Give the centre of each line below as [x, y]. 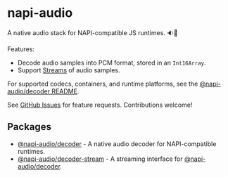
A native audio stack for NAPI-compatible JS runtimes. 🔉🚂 [93, 32]
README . [65, 91]
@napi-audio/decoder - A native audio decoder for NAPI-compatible [117, 144]
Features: [21, 49]
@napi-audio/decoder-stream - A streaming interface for [100, 159]
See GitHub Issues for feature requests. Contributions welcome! [100, 105]
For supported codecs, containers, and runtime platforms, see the [103, 84]
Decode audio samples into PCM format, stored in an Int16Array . [112, 63]
